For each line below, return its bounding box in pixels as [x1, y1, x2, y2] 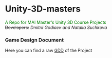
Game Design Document [5, 36, 64, 43]
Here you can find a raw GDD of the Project [5, 47, 93, 54]
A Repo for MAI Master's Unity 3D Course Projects [5, 19, 106, 25]
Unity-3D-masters [5, 3, 81, 14]
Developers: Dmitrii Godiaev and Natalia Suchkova [5, 24, 107, 30]
